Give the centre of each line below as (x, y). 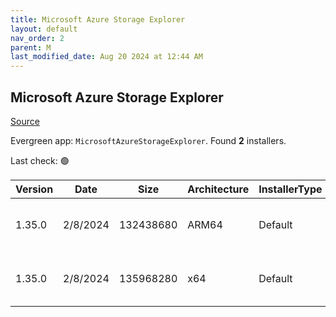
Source (25, 121)
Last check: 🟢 (40, 160)
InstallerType (290, 189)
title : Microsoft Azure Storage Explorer (98, 19)
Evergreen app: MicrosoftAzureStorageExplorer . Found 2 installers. (148, 140)
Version (34, 189)
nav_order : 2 (37, 38)
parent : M (31, 47)
